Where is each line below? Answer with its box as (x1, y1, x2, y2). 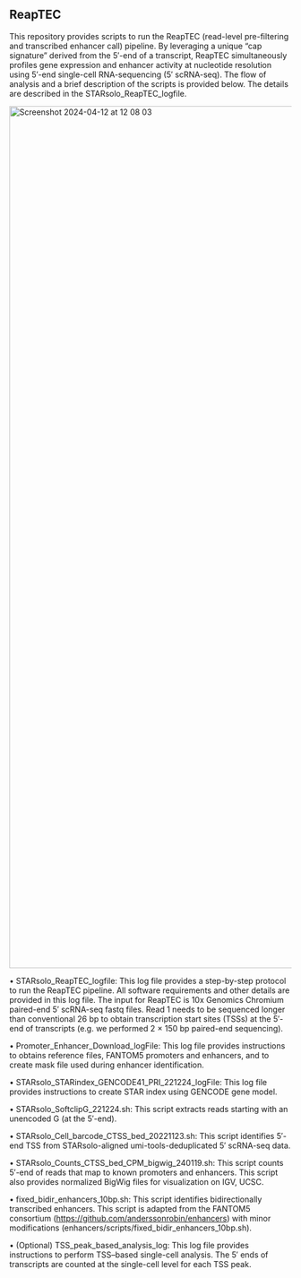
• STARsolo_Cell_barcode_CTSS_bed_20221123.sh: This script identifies (9, 1130, 275, 1141)
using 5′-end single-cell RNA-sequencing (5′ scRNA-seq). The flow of (9, 69, 267, 80)
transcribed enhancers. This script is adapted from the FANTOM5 (9, 1203, 251, 1213)
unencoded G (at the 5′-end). (9, 1113, 117, 1124)
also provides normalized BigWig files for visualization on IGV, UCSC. (9, 1176, 264, 1187)
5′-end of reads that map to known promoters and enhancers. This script (9, 1167, 279, 1178)
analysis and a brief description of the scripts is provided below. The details (9, 78, 289, 89)
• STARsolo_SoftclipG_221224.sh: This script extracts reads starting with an (9, 1103, 288, 1114)
